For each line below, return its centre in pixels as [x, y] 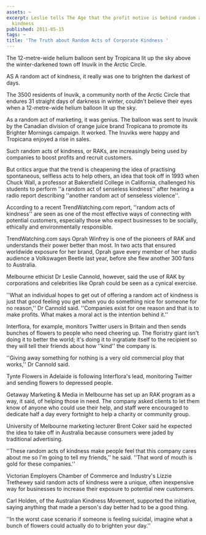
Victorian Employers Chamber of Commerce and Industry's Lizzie [89, 476]
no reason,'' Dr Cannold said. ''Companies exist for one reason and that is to [103, 308]
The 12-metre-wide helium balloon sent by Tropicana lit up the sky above [99, 58]
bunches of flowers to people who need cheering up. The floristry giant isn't [103, 333]
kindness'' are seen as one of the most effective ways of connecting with [99, 214]
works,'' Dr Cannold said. [38, 364]
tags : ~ [16, 35]
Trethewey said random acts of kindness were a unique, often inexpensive [100, 482]
